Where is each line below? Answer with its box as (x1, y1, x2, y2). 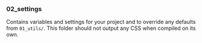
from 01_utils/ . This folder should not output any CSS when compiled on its (6, 24, 196, 32)
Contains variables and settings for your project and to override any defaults (6, 19, 196, 26)
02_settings (6, 5, 42, 13)
